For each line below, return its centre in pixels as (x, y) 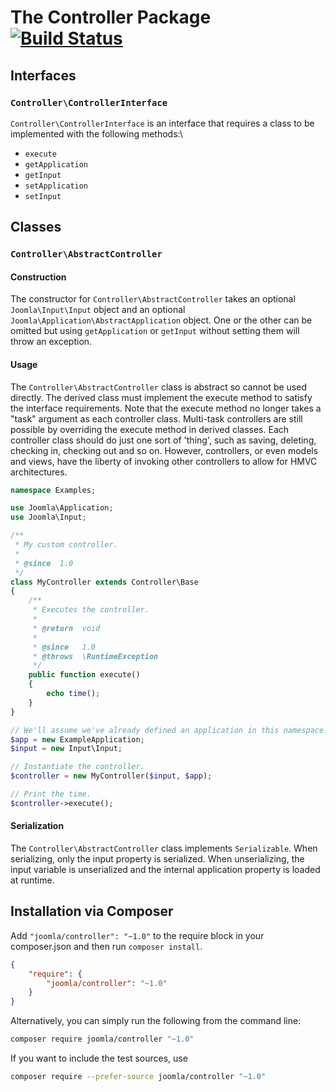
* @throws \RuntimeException (95, 656)
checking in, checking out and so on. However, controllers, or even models (164, 450)
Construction (38, 277)
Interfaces (43, 75)
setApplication (56, 186)
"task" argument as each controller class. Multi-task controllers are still (156, 418)
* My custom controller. (66, 545)
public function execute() (84, 675)
